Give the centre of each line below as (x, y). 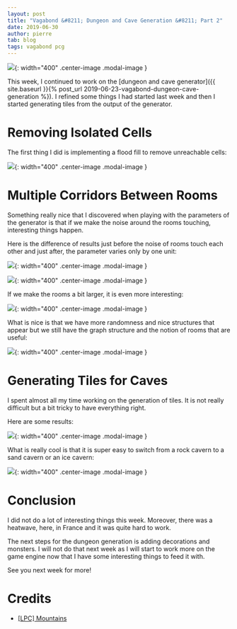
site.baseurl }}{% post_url (45, 89)
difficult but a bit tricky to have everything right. (77, 408)
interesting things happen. (45, 230)
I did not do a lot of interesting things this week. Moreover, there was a (110, 520)
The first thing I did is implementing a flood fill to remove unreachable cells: (117, 152)
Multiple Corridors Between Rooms (112, 196)
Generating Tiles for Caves (88, 381)
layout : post (27, 14)
